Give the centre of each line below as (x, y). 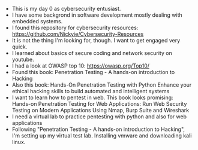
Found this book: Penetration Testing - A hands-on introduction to (93, 72)
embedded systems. (37, 21)
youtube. (23, 59)
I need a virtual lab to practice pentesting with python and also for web (99, 117)
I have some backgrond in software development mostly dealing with (97, 15)
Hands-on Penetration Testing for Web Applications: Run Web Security (99, 104)
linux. (19, 142)
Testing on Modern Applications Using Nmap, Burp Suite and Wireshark (100, 110)
